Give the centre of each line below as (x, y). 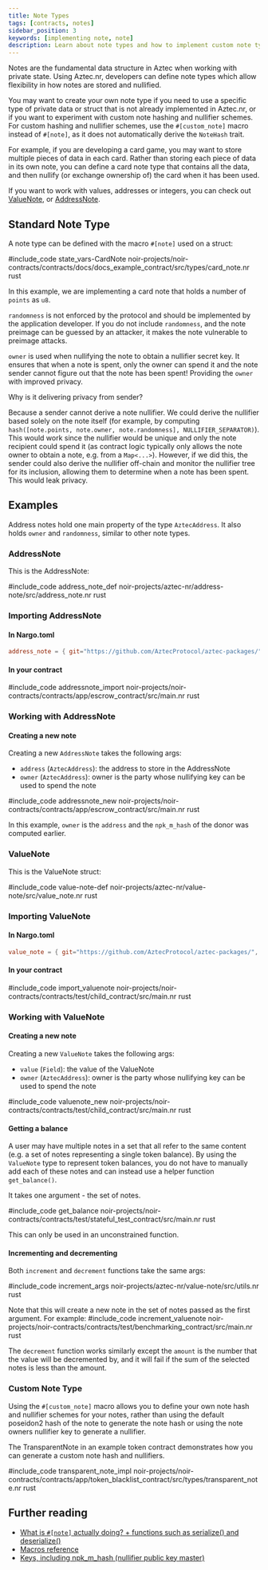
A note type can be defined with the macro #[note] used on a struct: (121, 243)
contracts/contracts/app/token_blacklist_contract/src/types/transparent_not (133, 1479)
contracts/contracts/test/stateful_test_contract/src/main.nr (104, 1219)
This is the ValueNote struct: (55, 871)
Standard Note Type (59, 224)
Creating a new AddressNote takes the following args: (95, 753)
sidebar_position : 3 (43, 30)
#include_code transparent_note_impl (70, 1471)
